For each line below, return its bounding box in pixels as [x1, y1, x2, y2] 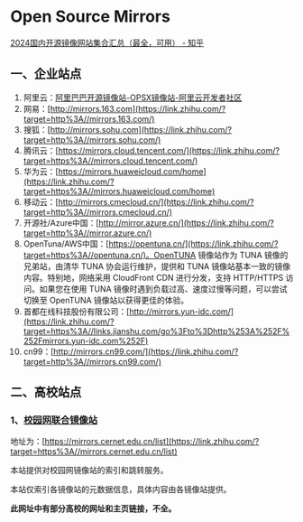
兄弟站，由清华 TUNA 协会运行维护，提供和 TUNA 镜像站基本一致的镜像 [23, 260, 291, 272]
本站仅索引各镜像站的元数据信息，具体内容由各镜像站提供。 [10, 484, 232, 495]
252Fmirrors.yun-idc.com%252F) [23, 335, 149, 346]
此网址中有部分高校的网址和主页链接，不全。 [10, 503, 177, 514]
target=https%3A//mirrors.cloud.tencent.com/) [23, 155, 198, 166]
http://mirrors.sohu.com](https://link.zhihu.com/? [50, 124, 233, 135]
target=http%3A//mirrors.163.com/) [23, 113, 155, 124]
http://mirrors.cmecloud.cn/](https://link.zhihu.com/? [58, 196, 255, 207]
